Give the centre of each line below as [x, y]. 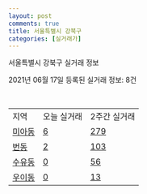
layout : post [30, 16]
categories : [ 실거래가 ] [45, 39]
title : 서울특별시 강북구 [45, 31]
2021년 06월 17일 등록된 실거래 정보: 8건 [73, 80]
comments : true [34, 24]
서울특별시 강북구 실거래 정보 [54, 63]
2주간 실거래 [113, 117]
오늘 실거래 [63, 117]
